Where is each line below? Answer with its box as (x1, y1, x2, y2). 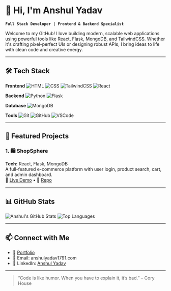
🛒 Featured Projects (5, 132, 69, 140)
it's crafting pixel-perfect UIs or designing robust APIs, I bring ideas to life (5, 41, 160, 47)
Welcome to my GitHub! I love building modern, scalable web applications (5, 30, 160, 36)
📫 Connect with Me (5, 234, 70, 242)
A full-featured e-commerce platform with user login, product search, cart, (5, 166, 162, 172)
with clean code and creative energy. (5, 46, 83, 52)
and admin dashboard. (5, 171, 52, 178)
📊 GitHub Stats (5, 197, 55, 206)
